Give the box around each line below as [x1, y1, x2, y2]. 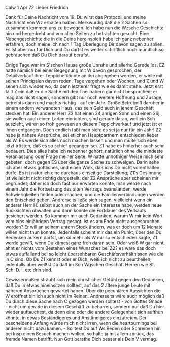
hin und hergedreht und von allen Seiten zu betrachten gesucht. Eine [5, 30, 149, 36]
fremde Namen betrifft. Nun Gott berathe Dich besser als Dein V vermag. [5, 336, 157, 342]
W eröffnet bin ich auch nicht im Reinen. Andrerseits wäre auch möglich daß [5, 293, 165, 299]
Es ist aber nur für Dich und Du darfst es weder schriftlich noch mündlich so [5, 47, 164, 52]
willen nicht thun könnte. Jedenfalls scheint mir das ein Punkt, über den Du [5, 229, 162, 235]
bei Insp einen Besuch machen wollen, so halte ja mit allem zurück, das [5, 331, 154, 337]
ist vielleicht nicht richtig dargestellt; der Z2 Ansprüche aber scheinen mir [5, 175, 159, 181]
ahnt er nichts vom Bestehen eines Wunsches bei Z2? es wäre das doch [5, 245, 156, 251]
